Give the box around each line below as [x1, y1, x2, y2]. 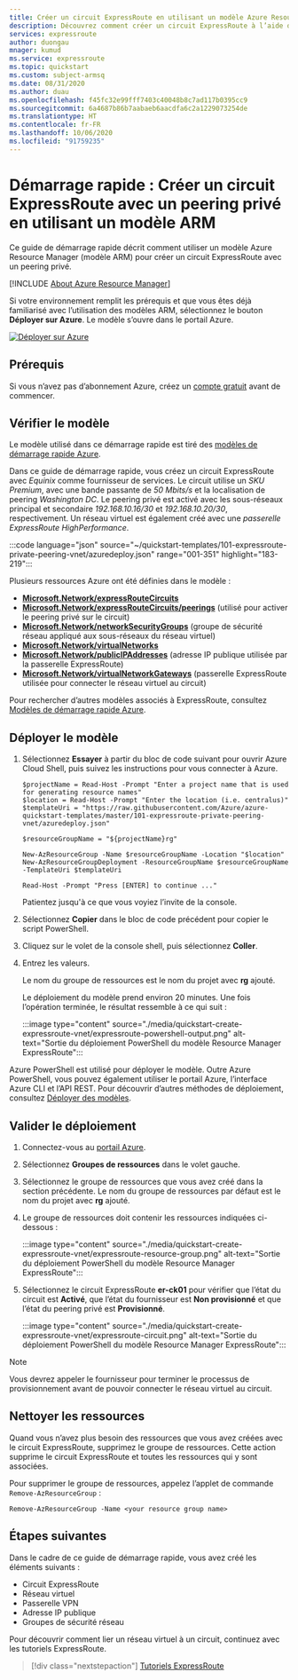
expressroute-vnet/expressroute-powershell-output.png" [21, 1029, 232, 1039]
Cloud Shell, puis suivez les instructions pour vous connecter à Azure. [21, 763, 278, 774]
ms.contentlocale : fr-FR [9, 121, 101, 130]
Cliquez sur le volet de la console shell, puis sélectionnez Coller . [21, 941, 258, 951]
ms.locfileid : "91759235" [9, 137, 105, 146]
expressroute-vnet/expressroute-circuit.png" [21, 1329, 187, 1340]
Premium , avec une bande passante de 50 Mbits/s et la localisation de [9, 485, 266, 495]
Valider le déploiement [9, 1118, 137, 1133]
